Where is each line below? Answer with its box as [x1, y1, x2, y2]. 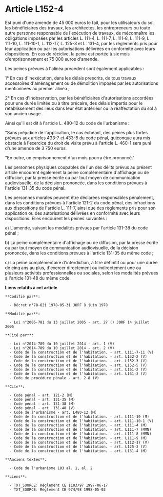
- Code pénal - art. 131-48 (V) [9, 405, 76, 410]
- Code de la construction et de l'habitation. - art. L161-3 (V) [9, 371, 147, 376]
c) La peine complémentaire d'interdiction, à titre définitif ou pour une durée [5, 259, 158, 265]
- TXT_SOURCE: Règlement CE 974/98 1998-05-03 [9, 487, 106, 492]
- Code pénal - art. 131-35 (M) [9, 397, 76, 402]
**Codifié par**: [5, 294, 41, 299]
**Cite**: [5, 384, 25, 389]
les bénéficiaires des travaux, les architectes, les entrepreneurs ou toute [5, 25, 150, 30]
